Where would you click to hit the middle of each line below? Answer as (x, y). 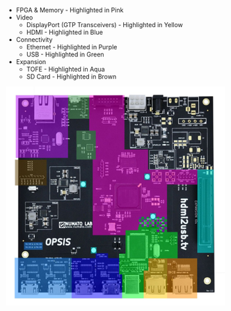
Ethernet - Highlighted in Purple (72, 47)
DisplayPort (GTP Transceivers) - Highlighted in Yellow (104, 25)
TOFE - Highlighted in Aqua (65, 69)
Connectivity (34, 40)
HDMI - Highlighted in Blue (64, 32)
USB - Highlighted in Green (65, 54)
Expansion (31, 62)
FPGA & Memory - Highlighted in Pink (70, 10)
